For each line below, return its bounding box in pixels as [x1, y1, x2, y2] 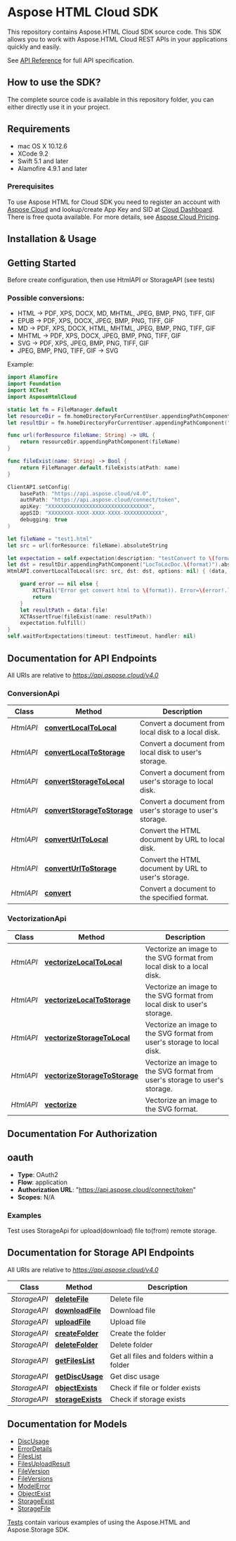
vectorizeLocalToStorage [44, 995, 131, 1005]
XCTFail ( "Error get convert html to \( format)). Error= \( [32, 587, 206, 595]
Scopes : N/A [17, 1193, 55, 1201]
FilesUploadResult [17, 1459, 70, 1468]
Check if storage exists [110, 1394, 186, 1404]
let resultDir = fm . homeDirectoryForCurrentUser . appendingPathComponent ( [7, 419, 228, 426]
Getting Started [7, 257, 77, 269]
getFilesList [55, 1355, 95, 1365]
